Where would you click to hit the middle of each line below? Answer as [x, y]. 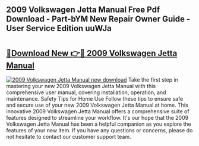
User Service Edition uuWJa [59, 28]
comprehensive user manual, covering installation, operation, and [86, 92]
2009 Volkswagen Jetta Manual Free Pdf [83, 10]
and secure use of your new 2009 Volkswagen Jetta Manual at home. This [97, 105]
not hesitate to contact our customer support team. [69, 137]
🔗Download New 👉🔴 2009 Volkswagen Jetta [92, 53]
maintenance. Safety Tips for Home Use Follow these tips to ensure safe [95, 99]
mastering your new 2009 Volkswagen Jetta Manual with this [81, 86]
